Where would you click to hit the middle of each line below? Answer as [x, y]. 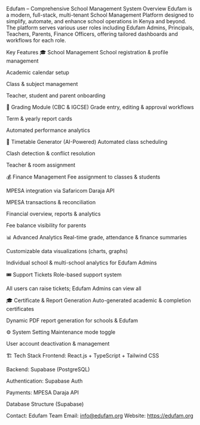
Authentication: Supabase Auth [44, 381]
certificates [20, 309]
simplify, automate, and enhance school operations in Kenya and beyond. [96, 21]
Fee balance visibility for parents [46, 225]
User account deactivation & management [58, 344]
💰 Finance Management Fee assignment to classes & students [83, 177]
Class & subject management [42, 84]
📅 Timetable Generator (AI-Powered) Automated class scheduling [87, 142]
